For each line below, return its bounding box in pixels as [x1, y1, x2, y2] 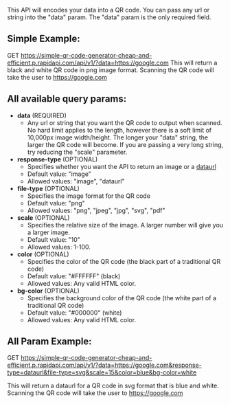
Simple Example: [7, 33, 80, 45]
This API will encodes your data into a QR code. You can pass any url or [7, 6, 210, 14]
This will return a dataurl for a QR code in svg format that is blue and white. [7, 381, 220, 390]
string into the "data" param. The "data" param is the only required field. [7, 13, 211, 21]
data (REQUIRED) [16, 111, 67, 120]
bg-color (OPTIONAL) [16, 287, 80, 295]
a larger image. [27, 228, 70, 236]
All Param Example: [7, 336, 92, 348]
